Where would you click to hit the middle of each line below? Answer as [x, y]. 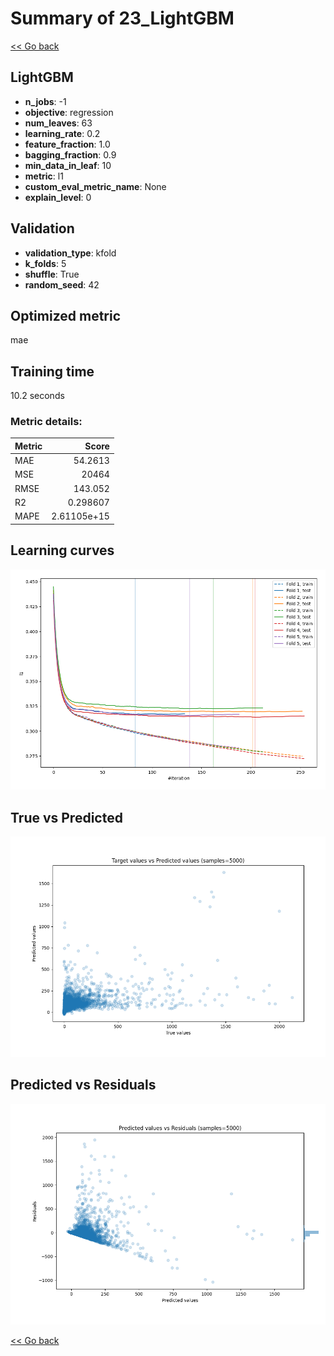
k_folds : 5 [45, 263]
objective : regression [69, 112]
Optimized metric [66, 315]
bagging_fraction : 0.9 [70, 154]
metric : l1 [44, 176]
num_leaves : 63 [58, 123]
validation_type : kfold [70, 253]
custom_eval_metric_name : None [95, 186]
